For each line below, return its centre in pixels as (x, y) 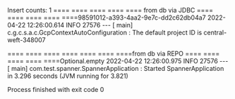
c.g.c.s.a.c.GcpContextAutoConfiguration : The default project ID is (105, 32)
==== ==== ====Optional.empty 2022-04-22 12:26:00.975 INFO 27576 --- (118, 61)
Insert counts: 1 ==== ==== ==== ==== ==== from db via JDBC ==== (110, 10)
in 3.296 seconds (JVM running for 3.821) (68, 76)
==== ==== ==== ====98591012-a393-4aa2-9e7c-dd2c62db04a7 (107, 18)
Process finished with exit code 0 (56, 90)
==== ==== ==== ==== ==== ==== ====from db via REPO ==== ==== (114, 53)
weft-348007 (26, 40)
